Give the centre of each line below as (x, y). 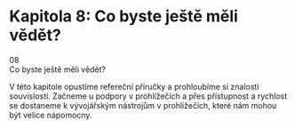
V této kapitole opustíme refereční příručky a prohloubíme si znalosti (134, 86)
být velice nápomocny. (51, 115)
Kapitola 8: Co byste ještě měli (124, 16)
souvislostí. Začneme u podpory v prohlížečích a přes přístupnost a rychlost (148, 96)
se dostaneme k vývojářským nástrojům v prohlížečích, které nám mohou (143, 105)
